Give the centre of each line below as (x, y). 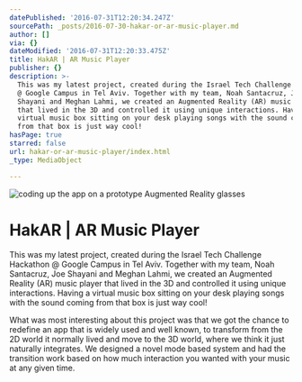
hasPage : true (36, 135)
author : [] (30, 34)
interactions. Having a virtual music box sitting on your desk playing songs (147, 293)
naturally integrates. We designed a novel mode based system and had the (147, 349)
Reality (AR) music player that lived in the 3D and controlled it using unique (148, 284)
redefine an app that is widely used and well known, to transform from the (146, 330)
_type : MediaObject (46, 160)
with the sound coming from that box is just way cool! (108, 303)
